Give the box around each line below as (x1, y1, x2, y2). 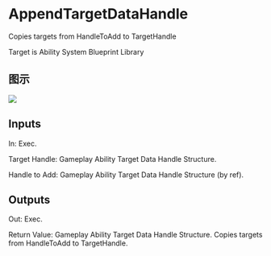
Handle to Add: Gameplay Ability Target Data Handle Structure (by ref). (8, 170, 244, 180)
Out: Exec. (8, 214, 43, 224)
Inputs (8, 118, 42, 131)
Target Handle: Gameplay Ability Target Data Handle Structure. (8, 154, 217, 163)
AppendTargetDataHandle (8, 5, 188, 23)
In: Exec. (8, 138, 37, 148)
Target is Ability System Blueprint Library (8, 47, 144, 56)
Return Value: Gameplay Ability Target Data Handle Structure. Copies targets (8, 230, 263, 240)
